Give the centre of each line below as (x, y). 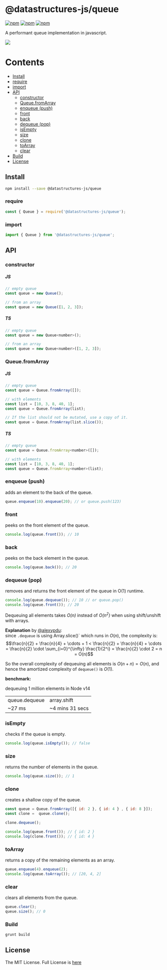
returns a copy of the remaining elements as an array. (60, 860)
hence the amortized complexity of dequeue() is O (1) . (59, 669)
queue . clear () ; (21, 907)
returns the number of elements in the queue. (52, 767)
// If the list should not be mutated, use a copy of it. (67, 418)
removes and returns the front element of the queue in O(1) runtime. (75, 591)
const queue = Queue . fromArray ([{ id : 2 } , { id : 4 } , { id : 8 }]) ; (79, 809)
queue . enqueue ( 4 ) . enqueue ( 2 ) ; (37, 869)
